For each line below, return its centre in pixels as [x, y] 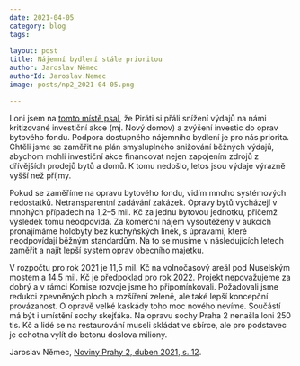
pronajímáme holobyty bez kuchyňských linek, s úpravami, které [128, 231]
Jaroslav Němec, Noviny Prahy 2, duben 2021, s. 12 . [106, 352]
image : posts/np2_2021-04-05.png [72, 85]
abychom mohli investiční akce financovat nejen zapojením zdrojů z [134, 156]
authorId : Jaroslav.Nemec [57, 76]
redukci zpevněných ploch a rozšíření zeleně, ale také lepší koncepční [139, 296]
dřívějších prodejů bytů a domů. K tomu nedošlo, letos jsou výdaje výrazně [147, 165]
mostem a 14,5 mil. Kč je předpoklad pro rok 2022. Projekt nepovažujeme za [150, 277]
